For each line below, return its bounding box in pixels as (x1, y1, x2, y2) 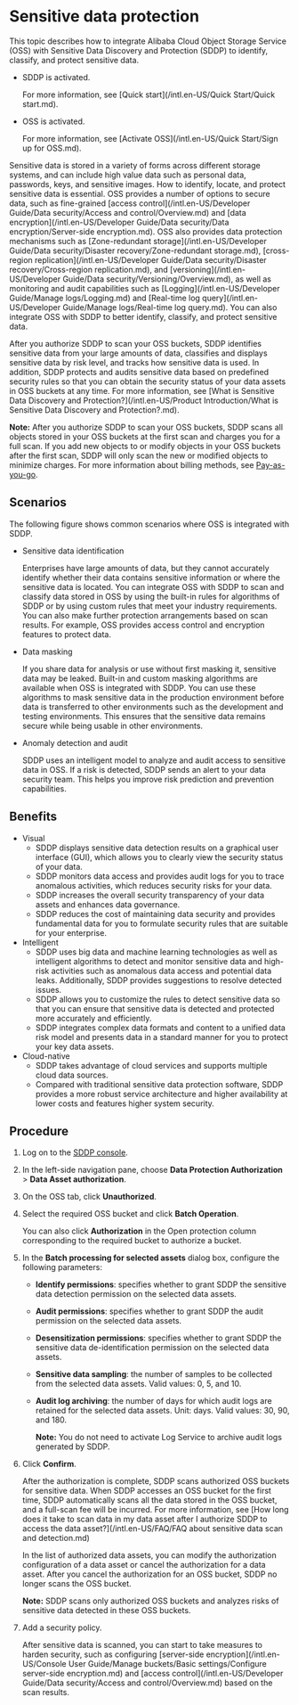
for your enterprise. (35, 927, 107, 938)
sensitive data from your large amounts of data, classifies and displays (9, 348, 269, 358)
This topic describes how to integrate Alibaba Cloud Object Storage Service (9, 36, 287, 46)
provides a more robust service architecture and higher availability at (35, 1088, 288, 1099)
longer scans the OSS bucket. (21, 1578, 132, 1589)
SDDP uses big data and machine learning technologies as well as (35, 947, 278, 957)
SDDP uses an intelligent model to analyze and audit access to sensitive (21, 755, 286, 766)
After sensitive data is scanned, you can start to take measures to (21, 1640, 263, 1651)
